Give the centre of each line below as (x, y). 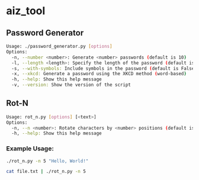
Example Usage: (30, 149)
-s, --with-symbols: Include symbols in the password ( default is (95, 68)
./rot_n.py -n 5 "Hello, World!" (47, 161)
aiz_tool (26, 11)
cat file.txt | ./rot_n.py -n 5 (46, 172)
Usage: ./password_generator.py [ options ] (59, 46)
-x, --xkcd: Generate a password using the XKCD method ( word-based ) (99, 74)
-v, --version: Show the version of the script (71, 85)
